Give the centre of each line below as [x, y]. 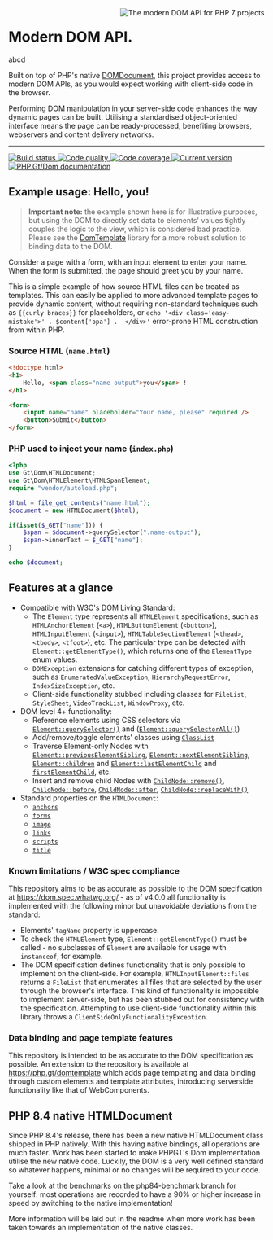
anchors [45, 807]
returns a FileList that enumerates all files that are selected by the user [141, 982]
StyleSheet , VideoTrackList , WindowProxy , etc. [108, 703]
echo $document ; [36, 563]
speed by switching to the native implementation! [91, 1203]
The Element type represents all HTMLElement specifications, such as [145, 616]
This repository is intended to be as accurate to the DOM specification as [131, 1056]
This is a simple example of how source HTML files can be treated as [124, 286]
